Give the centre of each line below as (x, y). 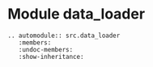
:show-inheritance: (51, 57)
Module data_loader (76, 14)
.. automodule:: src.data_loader (64, 36)
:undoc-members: (46, 49)
